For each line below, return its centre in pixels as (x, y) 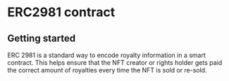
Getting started (42, 38)
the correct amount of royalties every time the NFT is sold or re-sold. (107, 70)
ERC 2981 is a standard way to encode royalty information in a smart (107, 55)
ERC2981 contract (61, 12)
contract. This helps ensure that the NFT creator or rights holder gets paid (115, 63)
